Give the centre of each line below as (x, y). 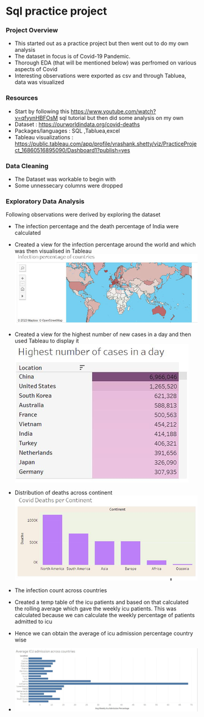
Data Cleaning (27, 166)
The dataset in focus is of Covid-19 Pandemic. (72, 57)
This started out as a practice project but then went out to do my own (101, 43)
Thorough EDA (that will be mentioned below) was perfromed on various (105, 63)
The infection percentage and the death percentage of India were (97, 226)
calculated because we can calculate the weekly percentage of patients (105, 615)
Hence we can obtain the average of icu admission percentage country (104, 633)
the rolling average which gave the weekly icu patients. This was (96, 608)
